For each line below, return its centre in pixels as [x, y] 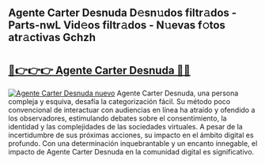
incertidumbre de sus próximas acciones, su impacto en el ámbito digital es [131, 135]
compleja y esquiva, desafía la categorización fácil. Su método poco [119, 101]
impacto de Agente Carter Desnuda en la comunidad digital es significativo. [131, 152]
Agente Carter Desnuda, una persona [178, 93]
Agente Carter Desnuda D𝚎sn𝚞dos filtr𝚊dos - [123, 13]
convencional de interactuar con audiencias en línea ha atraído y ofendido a [132, 110]
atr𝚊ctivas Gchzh [52, 37]
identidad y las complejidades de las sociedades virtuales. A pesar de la [125, 127]
